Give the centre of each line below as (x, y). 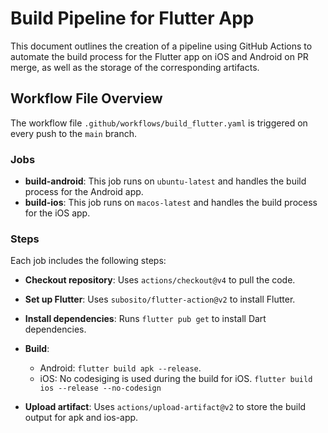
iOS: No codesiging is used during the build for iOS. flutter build (176, 379)
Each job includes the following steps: (88, 261)
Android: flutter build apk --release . (120, 368)
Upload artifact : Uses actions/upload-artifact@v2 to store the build (165, 407)
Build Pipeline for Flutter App (132, 18)
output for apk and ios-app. (81, 418)
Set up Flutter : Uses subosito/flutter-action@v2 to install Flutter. (160, 299)
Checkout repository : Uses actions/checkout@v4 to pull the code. (160, 280)
